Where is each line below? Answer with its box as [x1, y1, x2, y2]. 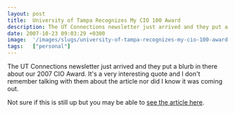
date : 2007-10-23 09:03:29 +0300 [7, 29, 106, 37]
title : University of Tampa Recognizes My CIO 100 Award [7, 17, 181, 24]
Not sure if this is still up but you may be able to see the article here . [7, 98, 205, 106]
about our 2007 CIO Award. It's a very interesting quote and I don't [7, 69, 201, 78]
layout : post [7, 10, 46, 18]
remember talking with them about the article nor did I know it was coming [7, 77, 223, 85]
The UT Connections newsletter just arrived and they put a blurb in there [7, 62, 218, 70]
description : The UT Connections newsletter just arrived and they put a [7, 23, 229, 30]
